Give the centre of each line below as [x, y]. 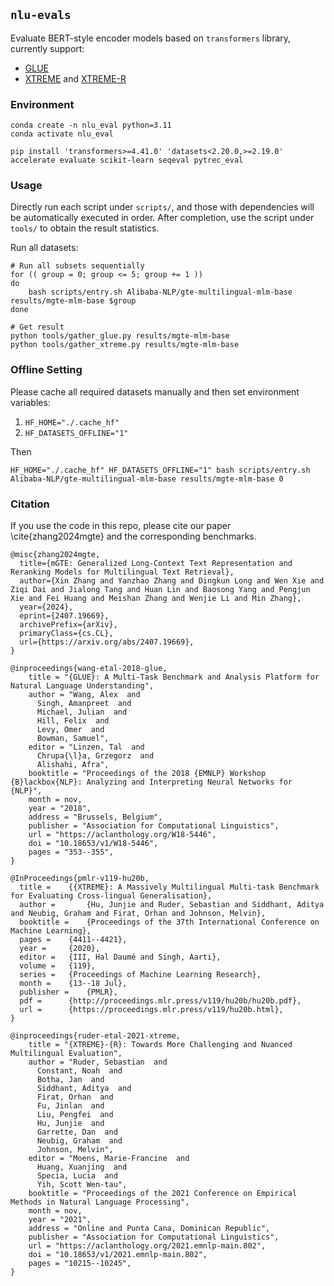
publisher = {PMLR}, [68, 992]
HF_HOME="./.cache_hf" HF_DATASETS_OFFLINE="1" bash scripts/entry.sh [160, 470]
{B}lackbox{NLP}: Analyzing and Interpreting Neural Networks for [151, 782]
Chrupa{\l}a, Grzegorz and [95, 756]
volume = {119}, [58, 966]
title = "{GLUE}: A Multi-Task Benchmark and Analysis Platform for [174, 677]
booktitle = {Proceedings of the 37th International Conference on [169, 922]
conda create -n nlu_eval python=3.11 [91, 125]
